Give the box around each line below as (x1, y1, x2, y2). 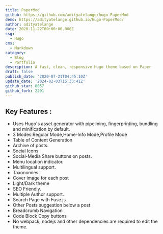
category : (5, 50, 26, 55)
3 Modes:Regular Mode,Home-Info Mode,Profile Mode (12, 131, 127, 138)
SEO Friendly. (12, 186, 42, 192)
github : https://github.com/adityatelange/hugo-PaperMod (5, 12, 129, 17)
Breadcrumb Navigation (12, 207, 63, 214)
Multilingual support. (12, 164, 56, 170)
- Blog (10, 55, 24, 60)
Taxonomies (12, 170, 39, 176)
